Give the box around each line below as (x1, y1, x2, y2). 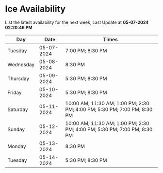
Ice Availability (5, 3, 65, 15)
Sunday (7, 126, 25, 133)
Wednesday (7, 61, 35, 68)
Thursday (7, 75, 30, 82)
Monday (7, 143, 27, 150)
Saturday (7, 106, 28, 112)
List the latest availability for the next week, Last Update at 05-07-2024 (5, 19, 149, 25)
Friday (7, 89, 22, 95)
